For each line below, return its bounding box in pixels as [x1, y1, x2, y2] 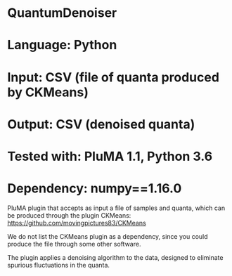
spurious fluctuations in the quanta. [7, 261, 110, 269]
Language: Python [7, 37, 117, 53]
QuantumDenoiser [7, 5, 117, 21]
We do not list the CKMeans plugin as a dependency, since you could [7, 232, 209, 240]
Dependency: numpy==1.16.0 [7, 180, 182, 197]
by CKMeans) [7, 84, 89, 100]
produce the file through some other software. [7, 239, 141, 248]
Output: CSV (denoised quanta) [7, 116, 195, 132]
